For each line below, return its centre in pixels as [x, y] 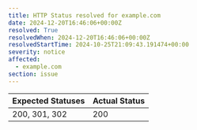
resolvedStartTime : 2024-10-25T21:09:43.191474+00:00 [99, 45]
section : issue [33, 74]
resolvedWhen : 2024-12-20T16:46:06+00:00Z [79, 37]
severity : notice [37, 52]
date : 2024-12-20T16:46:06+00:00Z [65, 23]
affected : [25, 60]
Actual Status [118, 101]
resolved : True [33, 30]
